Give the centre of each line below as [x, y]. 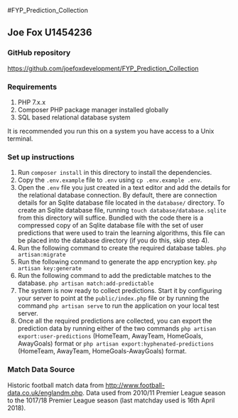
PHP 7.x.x [32, 102]
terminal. [20, 139]
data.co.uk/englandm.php [45, 392]
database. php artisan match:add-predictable [86, 283]
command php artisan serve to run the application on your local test [118, 306]
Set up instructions [41, 157]
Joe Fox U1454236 [50, 32]
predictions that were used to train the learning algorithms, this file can [121, 233]
